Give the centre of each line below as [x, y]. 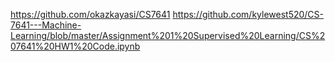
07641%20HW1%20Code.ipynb [75, 46]
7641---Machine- [46, 25]
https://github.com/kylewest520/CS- [248, 14]
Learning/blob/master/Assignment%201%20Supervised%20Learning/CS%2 [168, 35]
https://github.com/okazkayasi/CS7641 [90, 14]
